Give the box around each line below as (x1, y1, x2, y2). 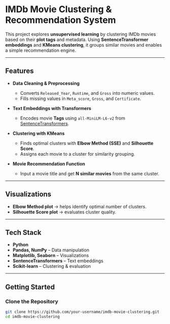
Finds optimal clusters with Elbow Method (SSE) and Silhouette (20, 140, 153, 146)
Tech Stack (5, 228, 41, 237)
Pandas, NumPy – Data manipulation (12, 247, 90, 253)
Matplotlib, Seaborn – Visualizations (12, 253, 89, 259)
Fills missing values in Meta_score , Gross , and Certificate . (20, 95, 142, 101)
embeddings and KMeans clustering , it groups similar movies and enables (5, 42, 162, 48)
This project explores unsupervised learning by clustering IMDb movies (5, 31, 156, 37)
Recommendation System (5, 14, 116, 26)
